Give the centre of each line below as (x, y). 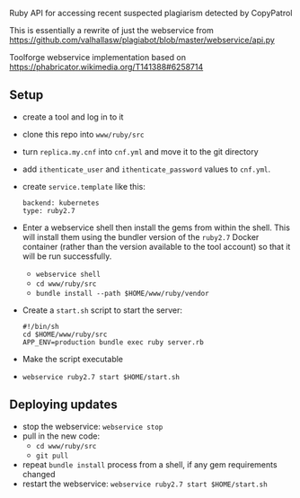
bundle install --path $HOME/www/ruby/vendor (122, 293)
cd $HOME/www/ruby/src (65, 334)
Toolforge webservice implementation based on (98, 57)
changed (39, 474)
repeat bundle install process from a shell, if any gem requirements (150, 464)
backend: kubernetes (61, 203)
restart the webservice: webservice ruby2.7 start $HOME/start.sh (145, 484)
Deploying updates (64, 405)
